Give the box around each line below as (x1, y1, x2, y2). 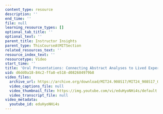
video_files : (5, 75, 32, 80)
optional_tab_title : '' (5, 30, 53, 34)
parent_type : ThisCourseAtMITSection (5, 43, 81, 48)
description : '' (5, 12, 38, 16)
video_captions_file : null (9, 83, 64, 89)
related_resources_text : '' (5, 48, 62, 52)
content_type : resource (5, 7, 53, 12)
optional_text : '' (5, 34, 42, 39)
